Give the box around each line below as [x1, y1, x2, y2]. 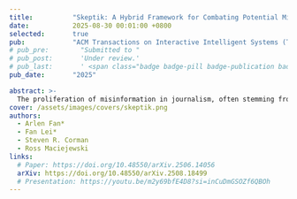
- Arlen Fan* [17, 119, 65, 128]
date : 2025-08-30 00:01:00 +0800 [9, 21, 172, 30]
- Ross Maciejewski [17, 144, 89, 153]
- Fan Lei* [17, 127, 57, 137]
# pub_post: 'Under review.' [9, 54, 141, 63]
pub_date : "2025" [9, 71, 97, 80]
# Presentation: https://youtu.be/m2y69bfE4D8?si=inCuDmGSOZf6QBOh [17, 177, 271, 186]
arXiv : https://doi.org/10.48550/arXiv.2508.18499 [17, 169, 208, 178]
